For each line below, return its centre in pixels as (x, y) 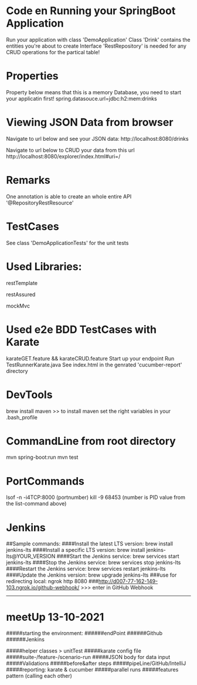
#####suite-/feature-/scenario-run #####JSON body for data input (88, 657)
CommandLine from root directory (91, 441)
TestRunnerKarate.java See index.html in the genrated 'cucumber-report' (94, 365)
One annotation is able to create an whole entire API (69, 196)
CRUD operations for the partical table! (53, 52)
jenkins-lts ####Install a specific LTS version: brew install (76, 550)
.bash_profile (22, 417)
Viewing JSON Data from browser (90, 123)
